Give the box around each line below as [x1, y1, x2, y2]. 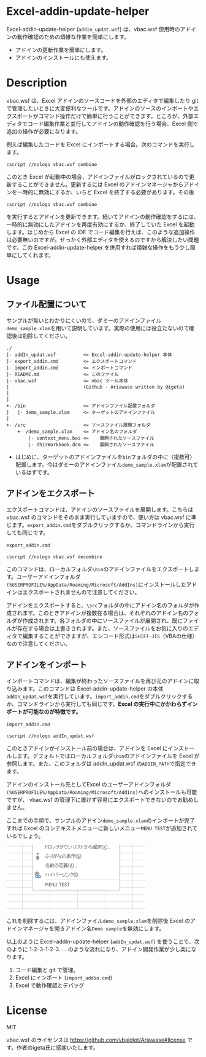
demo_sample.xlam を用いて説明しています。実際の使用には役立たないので [6, 324, 189, 331]
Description [6, 76, 67, 90]
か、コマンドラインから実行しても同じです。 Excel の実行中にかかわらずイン [6, 700, 198, 708]
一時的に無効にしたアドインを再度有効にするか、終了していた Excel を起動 [6, 220, 195, 228]
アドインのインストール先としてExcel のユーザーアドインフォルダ [6, 780, 172, 788]
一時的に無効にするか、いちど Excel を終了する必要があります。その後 [17, 188, 194, 196]
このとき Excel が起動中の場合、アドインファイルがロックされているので [6, 173, 189, 180]
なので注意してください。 [6, 639, 71, 647]
